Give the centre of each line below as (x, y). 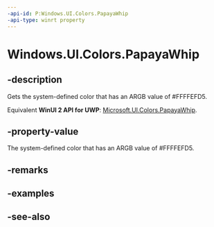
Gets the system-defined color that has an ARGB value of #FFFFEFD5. (107, 96)
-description (35, 80)
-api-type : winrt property (46, 20)
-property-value (43, 131)
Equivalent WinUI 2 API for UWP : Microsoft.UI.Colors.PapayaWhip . (102, 110)
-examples (31, 193)
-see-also (29, 217)
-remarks (28, 170)
